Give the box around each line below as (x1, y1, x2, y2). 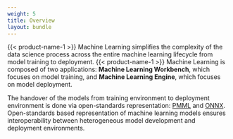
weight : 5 (7, 10, 37, 18)
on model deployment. (7, 80, 73, 89)
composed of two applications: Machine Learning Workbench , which (7, 65, 210, 74)
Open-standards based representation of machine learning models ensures (7, 109, 227, 117)
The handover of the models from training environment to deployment (7, 94, 210, 102)
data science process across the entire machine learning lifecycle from (7, 50, 213, 59)
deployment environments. (7, 124, 85, 133)
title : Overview (7, 17, 55, 24)
